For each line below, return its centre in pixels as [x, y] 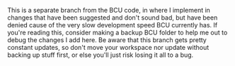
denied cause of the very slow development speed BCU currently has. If [113, 25]
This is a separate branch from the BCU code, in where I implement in [109, 10]
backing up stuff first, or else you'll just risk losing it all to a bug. [101, 55]
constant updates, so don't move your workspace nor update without [108, 47]
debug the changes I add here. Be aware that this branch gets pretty [107, 40]
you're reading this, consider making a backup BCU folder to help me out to [117, 32]
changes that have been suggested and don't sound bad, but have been [113, 18]
